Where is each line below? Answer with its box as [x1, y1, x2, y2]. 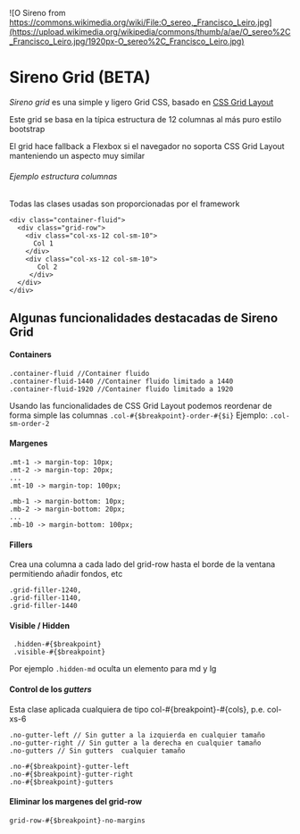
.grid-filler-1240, [9, 586, 82, 595]
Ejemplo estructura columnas [9, 171, 118, 181]
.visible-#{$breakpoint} [12, 647, 105, 657]
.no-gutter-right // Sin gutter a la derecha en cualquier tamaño [9, 738, 262, 747]
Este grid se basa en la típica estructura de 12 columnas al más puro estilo [9, 113, 282, 124]
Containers [9, 349, 52, 360]
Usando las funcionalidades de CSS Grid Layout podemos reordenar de [9, 400, 272, 411]
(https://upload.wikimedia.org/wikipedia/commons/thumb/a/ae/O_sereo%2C [9, 27, 291, 37]
